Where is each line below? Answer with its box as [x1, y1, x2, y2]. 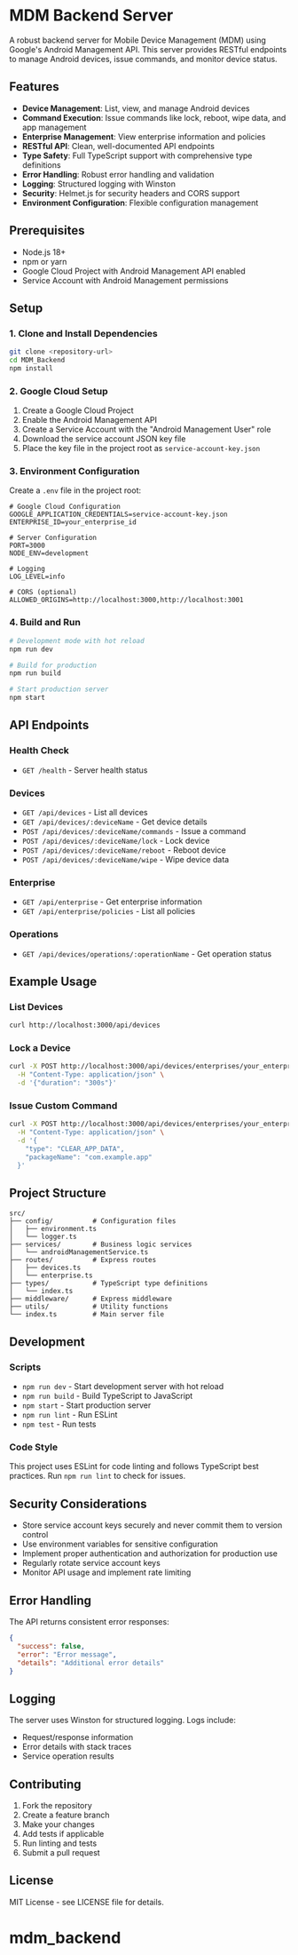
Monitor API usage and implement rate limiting [21, 1567, 192, 1578]
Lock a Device [9, 1042, 71, 1054]
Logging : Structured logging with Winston [21, 179, 176, 189]
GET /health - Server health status [21, 765, 148, 775]
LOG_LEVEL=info [9, 572, 66, 582]
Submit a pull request [21, 1848, 100, 1858]
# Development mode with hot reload [9, 636, 145, 645]
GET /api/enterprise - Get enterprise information [21, 896, 202, 907]
